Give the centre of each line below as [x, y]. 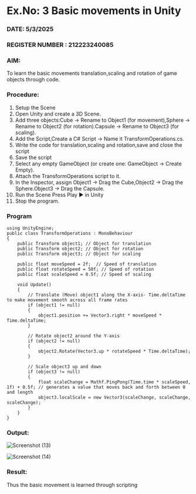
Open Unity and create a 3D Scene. [58, 114]
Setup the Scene [35, 107]
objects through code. [33, 80]
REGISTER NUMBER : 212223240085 [60, 45]
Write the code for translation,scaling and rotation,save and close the [99, 145]
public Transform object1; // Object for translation [84, 243]
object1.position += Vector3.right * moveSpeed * [100, 315]
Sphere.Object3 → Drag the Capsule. [60, 188]
